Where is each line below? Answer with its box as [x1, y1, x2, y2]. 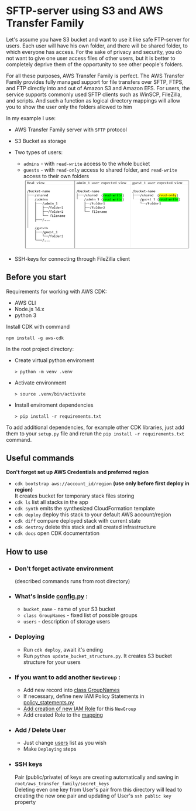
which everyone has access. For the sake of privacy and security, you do [6, 48, 183, 55]
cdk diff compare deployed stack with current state [14, 517, 141, 524]
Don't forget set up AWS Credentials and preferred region [6, 469, 149, 476]
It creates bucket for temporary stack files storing [14, 492, 135, 499]
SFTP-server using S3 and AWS [6, 4, 163, 18]
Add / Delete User [14, 725, 66, 734]
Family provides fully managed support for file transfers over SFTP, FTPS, [6, 78, 184, 86]
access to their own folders [23, 172, 90, 179]
